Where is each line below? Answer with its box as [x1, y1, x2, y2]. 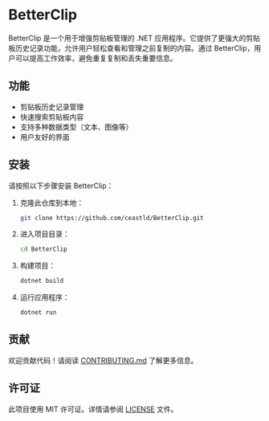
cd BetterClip [19, 245, 67, 254]
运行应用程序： [19, 292, 70, 302]
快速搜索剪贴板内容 [19, 112, 84, 121]
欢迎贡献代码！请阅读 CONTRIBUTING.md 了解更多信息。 [8, 355, 198, 365]
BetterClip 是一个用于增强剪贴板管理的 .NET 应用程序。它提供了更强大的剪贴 [8, 33, 261, 43]
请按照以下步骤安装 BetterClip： [8, 181, 114, 190]
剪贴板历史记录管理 [19, 102, 84, 112]
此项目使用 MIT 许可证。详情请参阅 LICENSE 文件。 [8, 404, 178, 414]
